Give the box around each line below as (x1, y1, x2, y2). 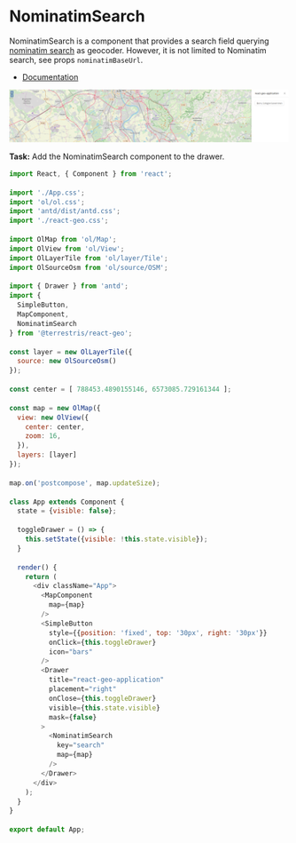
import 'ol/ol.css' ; (9, 197, 86, 206)
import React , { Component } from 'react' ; (9, 169, 173, 179)
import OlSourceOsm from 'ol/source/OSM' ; (9, 263, 168, 272)
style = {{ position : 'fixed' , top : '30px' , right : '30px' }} (48, 628, 268, 637)
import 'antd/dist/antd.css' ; (9, 207, 121, 216)
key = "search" (56, 741, 105, 750)
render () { (17, 562, 58, 572)
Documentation (21, 71, 79, 82)
